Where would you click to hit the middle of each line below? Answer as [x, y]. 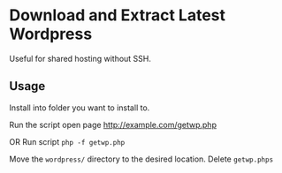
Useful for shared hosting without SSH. [80, 58]
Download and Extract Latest [118, 15]
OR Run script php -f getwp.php [67, 141]
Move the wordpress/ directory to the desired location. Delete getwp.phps [141, 159]
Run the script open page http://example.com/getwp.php [113, 124]
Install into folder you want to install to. [80, 108]
